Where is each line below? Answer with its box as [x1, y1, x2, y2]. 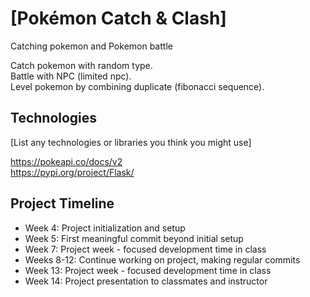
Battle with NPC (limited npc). [10, 70, 132, 82]
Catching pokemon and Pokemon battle [10, 40, 173, 52]
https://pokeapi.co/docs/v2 [10, 155, 123, 167]
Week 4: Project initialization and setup [24, 222, 186, 234]
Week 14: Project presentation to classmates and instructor [24, 275, 268, 287]
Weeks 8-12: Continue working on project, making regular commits [24, 253, 301, 266]
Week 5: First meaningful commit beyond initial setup [24, 232, 244, 244]
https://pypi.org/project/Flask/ [10, 166, 135, 178]
